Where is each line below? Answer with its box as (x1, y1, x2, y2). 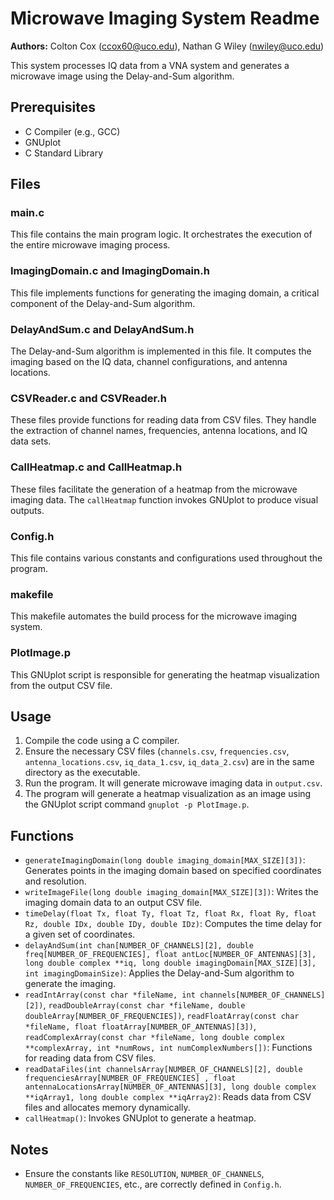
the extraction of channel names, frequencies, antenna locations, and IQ (10, 425, 308, 437)
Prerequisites (10, 99, 96, 116)
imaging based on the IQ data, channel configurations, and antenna (10, 356, 288, 368)
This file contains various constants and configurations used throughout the (10, 552, 323, 564)
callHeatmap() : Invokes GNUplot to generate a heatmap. (24, 1112, 257, 1124)
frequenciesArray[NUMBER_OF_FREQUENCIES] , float (24, 1073, 237, 1084)
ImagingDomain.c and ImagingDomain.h (10, 264, 210, 278)
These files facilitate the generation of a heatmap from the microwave (10, 483, 298, 495)
